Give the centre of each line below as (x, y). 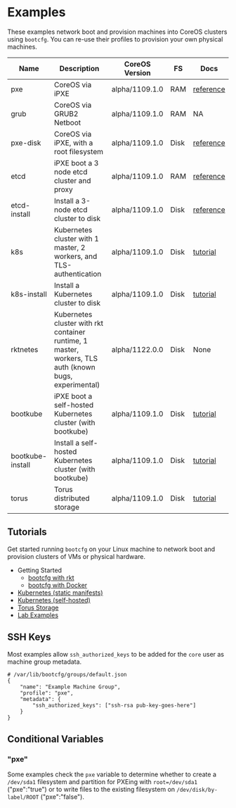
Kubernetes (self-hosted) (54, 600)
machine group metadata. (45, 662)
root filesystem (79, 151)
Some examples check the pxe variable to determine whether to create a (112, 774)
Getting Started (39, 570)
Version (137, 72)
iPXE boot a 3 (76, 163)
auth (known (75, 367)
